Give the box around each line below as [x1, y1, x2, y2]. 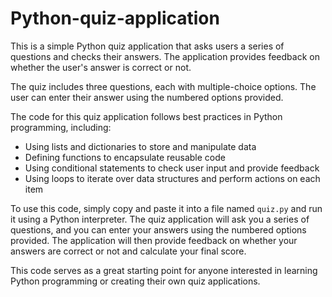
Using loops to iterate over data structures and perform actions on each [24, 172, 321, 184]
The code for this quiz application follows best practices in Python [10, 110, 283, 122]
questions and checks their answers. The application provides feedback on [10, 50, 320, 62]
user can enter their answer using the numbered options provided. [10, 91, 284, 103]
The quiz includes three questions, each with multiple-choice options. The [10, 80, 317, 92]
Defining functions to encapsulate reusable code [24, 151, 226, 163]
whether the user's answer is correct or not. [10, 61, 192, 73]
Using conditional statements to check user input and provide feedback [24, 162, 320, 174]
